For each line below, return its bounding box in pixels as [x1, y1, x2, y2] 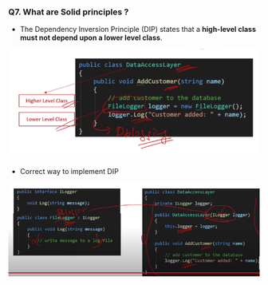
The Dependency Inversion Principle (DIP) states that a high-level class [19, 25, 257, 34]
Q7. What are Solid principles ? [8, 6, 129, 18]
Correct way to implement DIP [19, 166, 120, 176]
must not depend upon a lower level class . [19, 33, 163, 42]
